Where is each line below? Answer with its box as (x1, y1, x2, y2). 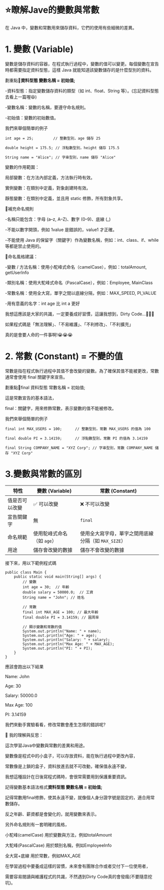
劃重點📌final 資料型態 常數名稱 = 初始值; (5, 384, 85, 390)
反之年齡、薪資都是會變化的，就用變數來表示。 (5, 811, 99, 817)
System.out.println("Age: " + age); (22, 633, 97, 638)
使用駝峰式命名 (33, 530, 68, 537)
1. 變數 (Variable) (5, 44, 74, 55)
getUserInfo (5, 269, 29, 275)
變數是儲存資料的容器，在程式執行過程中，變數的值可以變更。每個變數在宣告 (5, 61, 159, 67)
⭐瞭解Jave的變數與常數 (5, 4, 100, 16)
